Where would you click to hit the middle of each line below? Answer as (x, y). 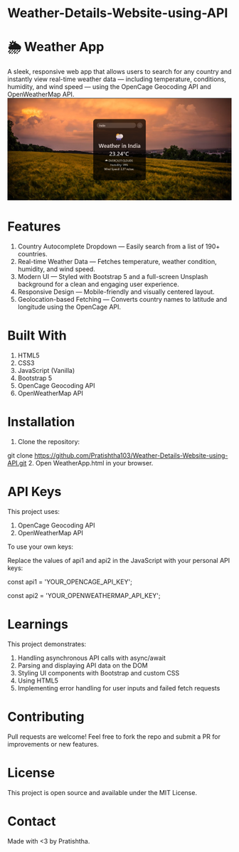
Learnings (38, 625)
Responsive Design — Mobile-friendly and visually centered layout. (116, 292)
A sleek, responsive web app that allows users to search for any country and (119, 72)
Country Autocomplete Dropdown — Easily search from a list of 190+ (119, 246)
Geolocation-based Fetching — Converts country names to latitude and (122, 300)
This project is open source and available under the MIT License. (102, 792)
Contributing (46, 717)
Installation (41, 422)
